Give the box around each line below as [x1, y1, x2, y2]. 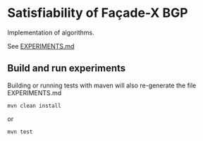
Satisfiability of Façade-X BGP [7, 5, 188, 21]
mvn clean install [7, 102, 61, 109]
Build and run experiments [7, 62, 126, 75]
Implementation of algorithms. [7, 28, 95, 37]
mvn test [7, 128, 33, 135]
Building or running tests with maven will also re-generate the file [7, 81, 197, 90]
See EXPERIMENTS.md [7, 42, 75, 50]
